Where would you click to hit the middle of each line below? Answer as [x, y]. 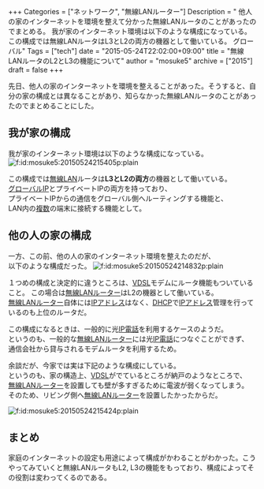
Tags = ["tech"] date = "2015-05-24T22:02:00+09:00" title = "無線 [136, 51]
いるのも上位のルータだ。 [50, 312]
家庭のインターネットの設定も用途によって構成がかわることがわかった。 [125, 458]
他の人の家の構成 [50, 235]
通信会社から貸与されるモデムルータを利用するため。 [95, 349]
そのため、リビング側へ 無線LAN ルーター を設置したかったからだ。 [115, 395]
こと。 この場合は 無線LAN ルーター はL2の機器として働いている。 [113, 292]
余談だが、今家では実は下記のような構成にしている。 [95, 365]
